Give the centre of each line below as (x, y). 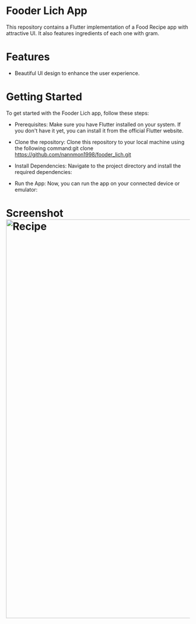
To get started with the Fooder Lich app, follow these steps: (78, 113)
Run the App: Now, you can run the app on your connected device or (97, 183)
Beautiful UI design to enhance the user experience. (77, 73)
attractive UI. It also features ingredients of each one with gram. (83, 33)
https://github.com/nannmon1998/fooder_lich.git (73, 154)
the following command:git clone (54, 148)
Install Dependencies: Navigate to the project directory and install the (98, 166)
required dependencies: (43, 172)
